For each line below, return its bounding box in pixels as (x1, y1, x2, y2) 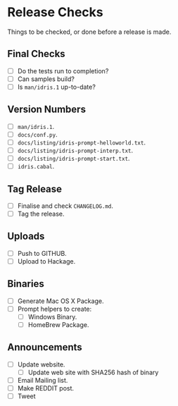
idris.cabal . (17, 162, 55, 171)
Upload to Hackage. (17, 257, 76, 265)
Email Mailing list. (17, 376, 68, 384)
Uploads (7, 230, 45, 242)
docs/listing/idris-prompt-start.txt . (17, 154, 130, 162)
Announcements (7, 341, 82, 353)
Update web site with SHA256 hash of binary (27, 368, 159, 376)
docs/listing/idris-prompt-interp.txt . (17, 146, 134, 154)
